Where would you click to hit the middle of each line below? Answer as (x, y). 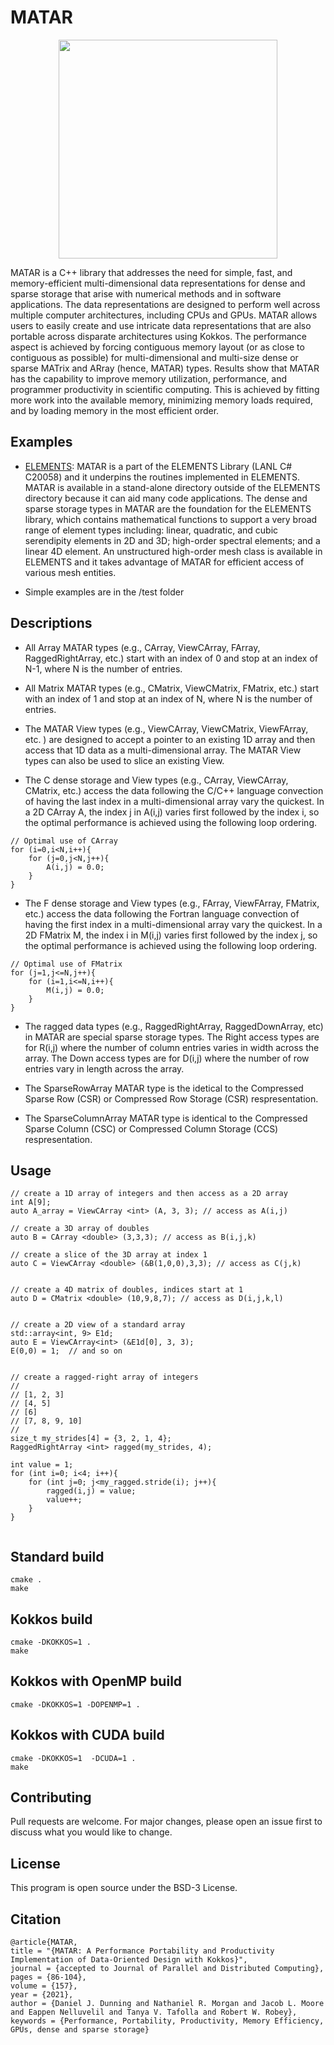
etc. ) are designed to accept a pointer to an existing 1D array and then (170, 739)
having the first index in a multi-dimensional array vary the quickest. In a (173, 924)
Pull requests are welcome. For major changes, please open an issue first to (166, 1822)
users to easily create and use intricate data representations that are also (161, 325)
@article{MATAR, (44, 1942)
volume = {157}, (44, 1986)
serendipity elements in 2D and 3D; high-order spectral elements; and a (172, 540)
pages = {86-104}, (48, 1977)
